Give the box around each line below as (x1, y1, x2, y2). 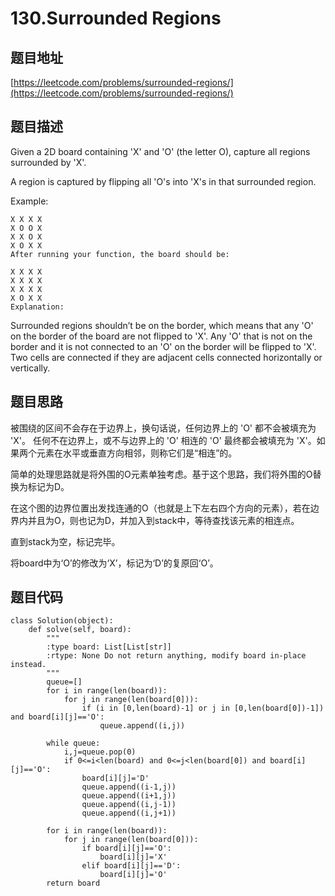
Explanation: (10, 302, 65, 312)
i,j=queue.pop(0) (63, 747, 137, 757)
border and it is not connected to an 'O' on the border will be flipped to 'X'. (10, 340, 317, 352)
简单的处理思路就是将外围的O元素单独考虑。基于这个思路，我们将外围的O (10, 468, 313, 480)
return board (46, 878, 101, 889)
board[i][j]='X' (99, 852, 168, 862)
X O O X (10, 223, 43, 233)
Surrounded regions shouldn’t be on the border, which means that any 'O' (10, 319, 314, 331)
